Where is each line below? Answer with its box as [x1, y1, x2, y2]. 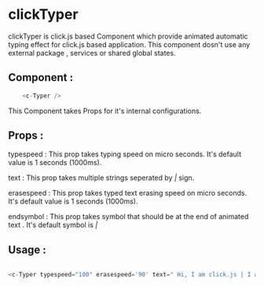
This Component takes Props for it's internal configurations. [8, 106, 202, 115]
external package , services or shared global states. [8, 48, 176, 57]
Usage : [8, 243, 47, 256]
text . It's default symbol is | [8, 220, 98, 229]
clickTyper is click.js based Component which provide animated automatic [8, 31, 249, 41]
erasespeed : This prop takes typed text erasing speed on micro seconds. [8, 189, 247, 198]
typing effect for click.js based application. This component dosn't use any [8, 39, 251, 49]
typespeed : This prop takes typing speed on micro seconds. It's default [8, 149, 242, 159]
